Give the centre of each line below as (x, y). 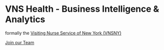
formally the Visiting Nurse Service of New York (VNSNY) (63, 33)
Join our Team (20, 42)
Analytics (25, 19)
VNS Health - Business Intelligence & (82, 9)
